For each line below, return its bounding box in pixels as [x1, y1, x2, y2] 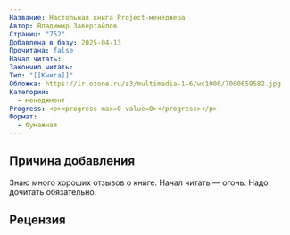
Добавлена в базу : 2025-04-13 [9, 37, 122, 47]
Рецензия [9, 213, 66, 228]
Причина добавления [9, 153, 136, 169]
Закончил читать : [9, 63, 74, 72]
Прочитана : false [9, 46, 74, 55]
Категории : [9, 87, 50, 96]
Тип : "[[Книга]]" [9, 71, 74, 80]
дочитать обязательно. [9, 186, 97, 197]
